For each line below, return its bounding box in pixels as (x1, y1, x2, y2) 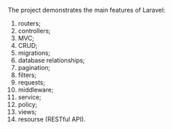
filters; (17, 71, 37, 79)
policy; (17, 101, 37, 108)
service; (17, 93, 42, 101)
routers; (17, 19, 41, 27)
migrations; (17, 49, 51, 57)
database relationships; (17, 56, 85, 64)
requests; (17, 78, 46, 86)
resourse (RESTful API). (17, 115, 86, 123)
